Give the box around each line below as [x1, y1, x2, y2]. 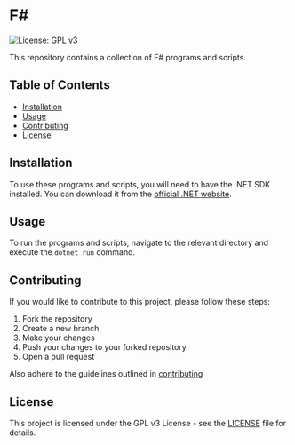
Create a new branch [21, 323, 100, 334]
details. [9, 427, 36, 438]
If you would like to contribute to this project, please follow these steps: [9, 297, 271, 307]
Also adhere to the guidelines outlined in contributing [9, 369, 203, 379]
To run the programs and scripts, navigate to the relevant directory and [9, 237, 269, 249]
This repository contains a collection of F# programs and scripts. [9, 52, 247, 62]
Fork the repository [21, 314, 93, 324]
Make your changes [21, 332, 95, 343]
